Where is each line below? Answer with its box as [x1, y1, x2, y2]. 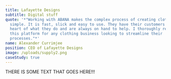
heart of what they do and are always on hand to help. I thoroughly [10, 27, 160, 32]
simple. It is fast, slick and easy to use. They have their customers [10, 21, 165, 27]
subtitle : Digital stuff [5, 12, 58, 17]
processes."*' [10, 36, 40, 41]
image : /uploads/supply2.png [5, 50, 67, 55]
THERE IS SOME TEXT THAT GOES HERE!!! [5, 69, 95, 75]
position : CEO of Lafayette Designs [5, 45, 83, 50]
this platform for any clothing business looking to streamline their [10, 31, 163, 36]
